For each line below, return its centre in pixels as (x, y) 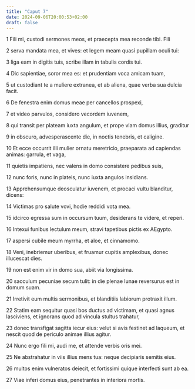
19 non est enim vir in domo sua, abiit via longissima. (70, 270)
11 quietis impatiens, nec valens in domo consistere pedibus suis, (85, 166)
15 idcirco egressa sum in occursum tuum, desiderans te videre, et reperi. (95, 218)
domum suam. (23, 288)
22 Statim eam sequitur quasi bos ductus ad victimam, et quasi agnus (90, 311)
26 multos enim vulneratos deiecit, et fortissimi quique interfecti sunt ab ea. (97, 368)
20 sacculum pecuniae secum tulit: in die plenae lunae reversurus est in (93, 281)
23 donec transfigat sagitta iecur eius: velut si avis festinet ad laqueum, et (95, 328)
